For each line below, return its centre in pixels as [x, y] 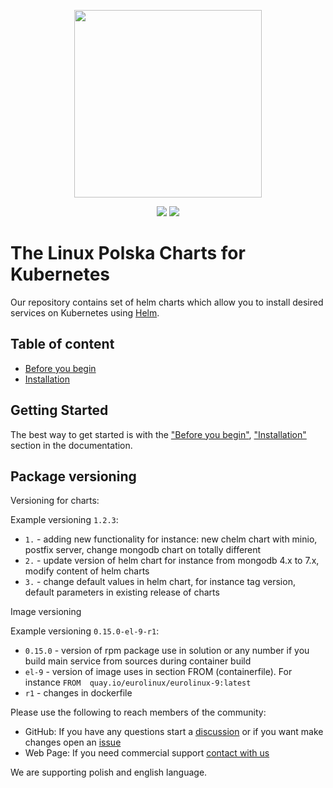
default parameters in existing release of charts [122, 592]
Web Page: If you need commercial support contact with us [147, 753]
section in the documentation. [71, 445]
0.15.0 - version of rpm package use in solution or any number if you [167, 651]
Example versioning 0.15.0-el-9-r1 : [85, 631]
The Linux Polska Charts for [128, 253]
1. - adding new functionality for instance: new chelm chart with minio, [171, 539]
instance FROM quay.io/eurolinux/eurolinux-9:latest [138, 682]
